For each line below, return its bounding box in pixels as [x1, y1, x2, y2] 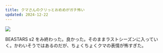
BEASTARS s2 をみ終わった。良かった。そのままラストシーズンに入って [5, 36, 154, 42]
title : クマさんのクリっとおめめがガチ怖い [5, 7, 85, 13]
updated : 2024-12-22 [5, 12, 49, 17]
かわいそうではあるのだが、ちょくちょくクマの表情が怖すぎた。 [14, 42, 146, 48]
